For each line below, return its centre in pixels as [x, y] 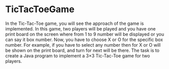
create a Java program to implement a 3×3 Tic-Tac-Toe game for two [78, 56]
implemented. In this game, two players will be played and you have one [80, 28]
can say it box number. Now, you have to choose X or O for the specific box [84, 40]
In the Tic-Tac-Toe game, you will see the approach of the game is [75, 23]
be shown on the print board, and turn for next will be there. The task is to [82, 50]
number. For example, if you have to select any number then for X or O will [83, 45]
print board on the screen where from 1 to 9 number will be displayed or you [85, 34]
